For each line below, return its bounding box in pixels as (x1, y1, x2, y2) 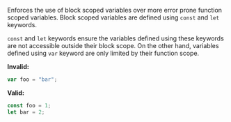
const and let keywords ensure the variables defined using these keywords (7, 34, 224, 43)
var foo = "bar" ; (7, 76, 58, 83)
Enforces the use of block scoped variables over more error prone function (7, 6, 223, 14)
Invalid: (7, 63, 29, 70)
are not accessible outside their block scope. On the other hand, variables (7, 42, 219, 49)
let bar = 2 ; (7, 108, 45, 116)
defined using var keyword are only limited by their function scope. (7, 49, 200, 57)
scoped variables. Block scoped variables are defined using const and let (7, 13, 220, 22)
